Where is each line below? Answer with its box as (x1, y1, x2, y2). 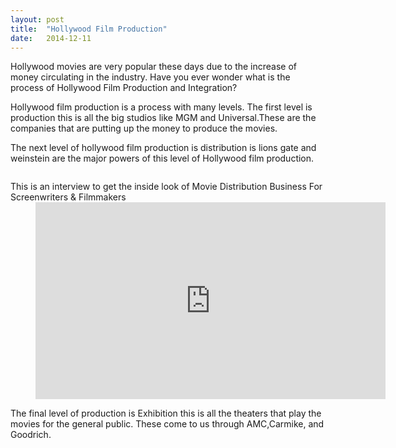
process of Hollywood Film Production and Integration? (10, 82, 238, 94)
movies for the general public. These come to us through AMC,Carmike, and (10, 418, 325, 430)
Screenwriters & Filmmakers (10, 191, 127, 203)
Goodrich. (10, 429, 52, 441)
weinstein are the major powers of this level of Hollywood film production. (10, 152, 315, 165)
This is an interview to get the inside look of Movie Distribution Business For (10, 181, 323, 193)
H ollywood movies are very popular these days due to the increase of (10, 61, 298, 73)
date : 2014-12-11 (10, 33, 92, 43)
